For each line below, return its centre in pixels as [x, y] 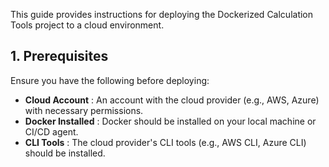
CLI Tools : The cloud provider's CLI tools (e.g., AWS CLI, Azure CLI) [165, 142]
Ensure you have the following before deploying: [110, 80]
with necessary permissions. [84, 110]
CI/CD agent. [51, 131]
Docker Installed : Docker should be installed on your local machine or [170, 121]
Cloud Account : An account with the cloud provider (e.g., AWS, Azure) [172, 100]
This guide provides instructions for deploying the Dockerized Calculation [162, 14]
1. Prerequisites [59, 56]
